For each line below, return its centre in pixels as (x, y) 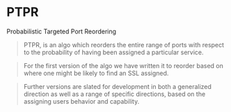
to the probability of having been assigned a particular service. (113, 52)
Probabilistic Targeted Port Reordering (61, 31)
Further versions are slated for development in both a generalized (117, 86)
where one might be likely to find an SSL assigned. (96, 73)
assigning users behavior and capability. (81, 101)
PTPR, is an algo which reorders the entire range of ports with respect (124, 45)
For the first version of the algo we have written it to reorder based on (124, 65)
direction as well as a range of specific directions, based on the (114, 94)
